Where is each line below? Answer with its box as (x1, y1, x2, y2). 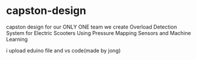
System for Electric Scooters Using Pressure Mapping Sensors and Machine (6, 29, 191, 36)
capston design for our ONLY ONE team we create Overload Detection (6, 23, 177, 30)
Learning (6, 36, 28, 43)
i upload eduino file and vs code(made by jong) (6, 47, 121, 54)
